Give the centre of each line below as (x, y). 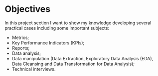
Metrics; (20, 38)
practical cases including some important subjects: (57, 28)
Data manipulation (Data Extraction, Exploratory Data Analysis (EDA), (82, 58)
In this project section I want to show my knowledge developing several (78, 23)
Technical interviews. (34, 69)
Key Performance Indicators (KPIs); (48, 42)
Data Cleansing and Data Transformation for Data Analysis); (73, 64)
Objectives (28, 9)
